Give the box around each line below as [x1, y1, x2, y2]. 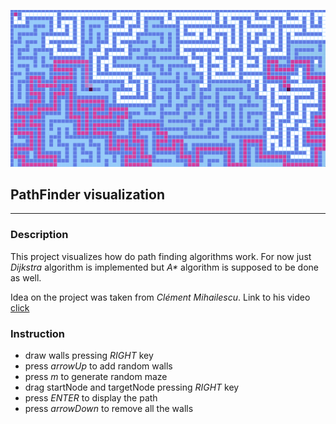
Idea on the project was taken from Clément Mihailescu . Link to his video [10, 291, 311, 303]
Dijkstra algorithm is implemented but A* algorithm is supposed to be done [10, 261, 320, 273]
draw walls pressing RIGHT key [24, 349, 154, 361]
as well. [10, 271, 42, 284]
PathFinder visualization [10, 186, 165, 203]
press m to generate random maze [24, 370, 168, 382]
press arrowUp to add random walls [24, 360, 173, 372]
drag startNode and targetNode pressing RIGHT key [24, 381, 240, 393]
